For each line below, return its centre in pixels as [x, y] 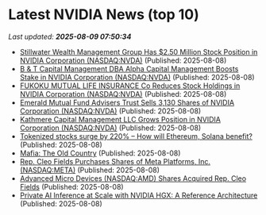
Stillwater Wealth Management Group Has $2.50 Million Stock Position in [139, 52]
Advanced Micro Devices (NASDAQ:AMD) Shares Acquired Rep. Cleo [133, 178]
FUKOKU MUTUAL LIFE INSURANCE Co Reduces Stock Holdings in [130, 86]
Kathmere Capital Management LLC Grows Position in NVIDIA [120, 119]
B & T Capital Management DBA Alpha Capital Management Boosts [129, 68]
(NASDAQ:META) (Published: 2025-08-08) [90, 170]
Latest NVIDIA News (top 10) [104, 15]
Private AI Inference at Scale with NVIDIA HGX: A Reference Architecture [139, 195]
